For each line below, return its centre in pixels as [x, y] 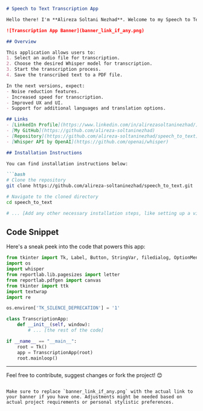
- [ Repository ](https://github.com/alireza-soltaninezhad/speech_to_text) [102, 136]
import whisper [25, 269]
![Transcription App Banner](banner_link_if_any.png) [76, 30]
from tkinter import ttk [37, 286]
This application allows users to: [51, 52]
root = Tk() [32, 347]
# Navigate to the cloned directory [52, 197]
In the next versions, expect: [46, 86]
